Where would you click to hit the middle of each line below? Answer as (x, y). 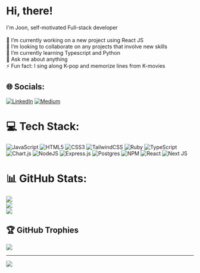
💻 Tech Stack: (43, 126)
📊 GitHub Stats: (47, 179)
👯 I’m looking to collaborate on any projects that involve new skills (87, 46)
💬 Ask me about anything (37, 59)
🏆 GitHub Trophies (43, 230)
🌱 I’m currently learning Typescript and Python (63, 52)
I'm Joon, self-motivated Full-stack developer (62, 27)
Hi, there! (29, 11)
